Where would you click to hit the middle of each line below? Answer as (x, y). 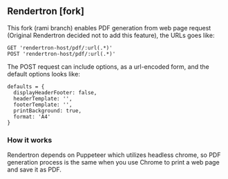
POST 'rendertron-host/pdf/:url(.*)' (61, 54)
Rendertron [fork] (46, 11)
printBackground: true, (47, 110)
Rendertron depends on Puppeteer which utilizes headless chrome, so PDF (114, 155)
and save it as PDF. (35, 170)
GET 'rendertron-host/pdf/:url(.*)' (60, 48)
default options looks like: (44, 74)
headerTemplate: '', (43, 98)
